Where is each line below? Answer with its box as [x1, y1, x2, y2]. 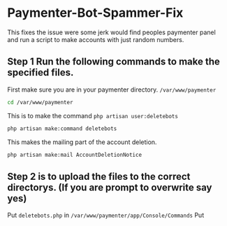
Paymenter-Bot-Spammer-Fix [7, 5, 184, 21]
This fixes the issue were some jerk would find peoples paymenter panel [7, 28, 217, 36]
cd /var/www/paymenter [7, 99, 73, 106]
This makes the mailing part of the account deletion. [7, 138, 157, 146]
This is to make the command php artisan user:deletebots [7, 111, 178, 120]
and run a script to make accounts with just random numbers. [7, 35, 184, 43]
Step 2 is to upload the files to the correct [7, 170, 191, 183]
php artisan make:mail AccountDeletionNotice [7, 151, 142, 158]
